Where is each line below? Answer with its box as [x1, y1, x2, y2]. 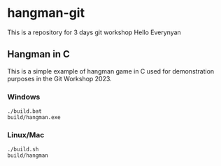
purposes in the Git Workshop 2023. [7, 74, 112, 83]
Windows [7, 92, 41, 102]
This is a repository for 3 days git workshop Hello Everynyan [7, 28, 182, 36]
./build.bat [7, 108, 42, 115]
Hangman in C [7, 48, 70, 60]
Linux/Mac [7, 130, 45, 139]
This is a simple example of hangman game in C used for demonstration [7, 67, 215, 75]
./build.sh [7, 146, 39, 153]
